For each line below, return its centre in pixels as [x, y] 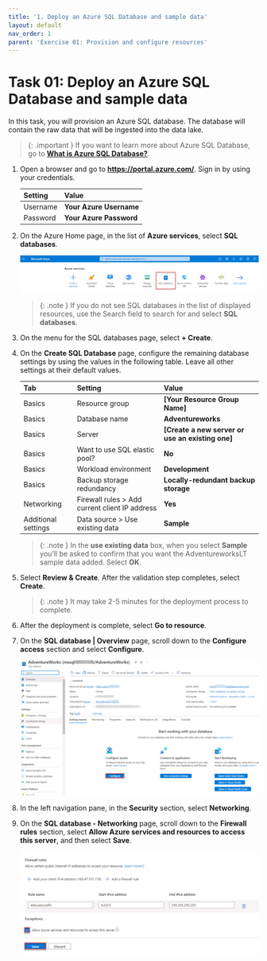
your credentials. [47, 178]
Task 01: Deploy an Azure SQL [109, 82]
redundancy [97, 489]
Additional [40, 519]
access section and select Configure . [82, 650]
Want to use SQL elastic [116, 449]
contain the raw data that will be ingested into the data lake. [106, 130]
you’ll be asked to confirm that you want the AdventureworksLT [143, 554]
